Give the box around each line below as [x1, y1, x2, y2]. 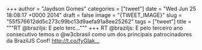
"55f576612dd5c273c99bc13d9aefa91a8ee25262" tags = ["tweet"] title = [6, 18, 192, 25]
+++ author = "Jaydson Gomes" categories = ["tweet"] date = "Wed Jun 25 [6, 5, 196, 12]
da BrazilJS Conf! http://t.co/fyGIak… [6, 37, 100, 44]
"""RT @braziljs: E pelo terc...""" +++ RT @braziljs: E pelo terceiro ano [6, 24, 184, 31]
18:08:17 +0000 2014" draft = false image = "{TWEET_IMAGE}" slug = [6, 11, 182, 19]
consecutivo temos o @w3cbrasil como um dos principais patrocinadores [6, 31, 192, 38]
